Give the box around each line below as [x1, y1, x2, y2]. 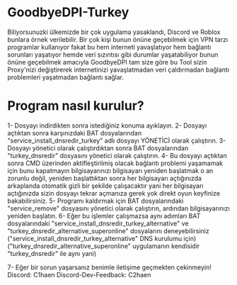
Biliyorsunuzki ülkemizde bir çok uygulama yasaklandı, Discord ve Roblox [7, 28, 221, 36]
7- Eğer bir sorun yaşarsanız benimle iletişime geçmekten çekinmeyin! [7, 263, 212, 272]
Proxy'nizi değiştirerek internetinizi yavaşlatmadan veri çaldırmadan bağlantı [7, 65, 230, 74]
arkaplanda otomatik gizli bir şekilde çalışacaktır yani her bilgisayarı [7, 181, 204, 190]
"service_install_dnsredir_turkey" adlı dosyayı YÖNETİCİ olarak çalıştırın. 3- [7, 136, 226, 145]
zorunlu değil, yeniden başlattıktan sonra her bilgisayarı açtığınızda [7, 174, 202, 182]
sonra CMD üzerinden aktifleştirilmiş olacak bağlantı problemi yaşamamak [7, 159, 224, 167]
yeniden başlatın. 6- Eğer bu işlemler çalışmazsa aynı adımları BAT [7, 211, 201, 220]
